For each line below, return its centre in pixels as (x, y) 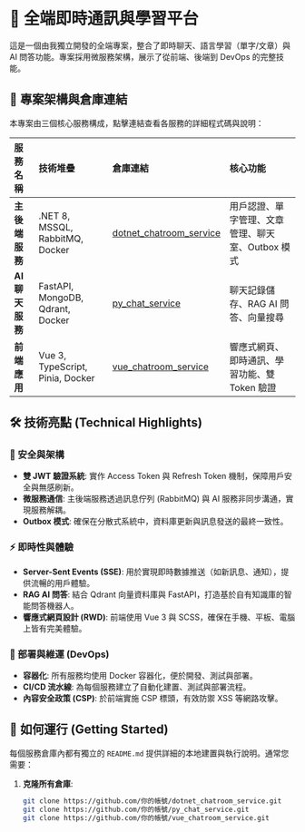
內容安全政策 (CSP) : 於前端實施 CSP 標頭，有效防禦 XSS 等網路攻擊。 (152, 699)
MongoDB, (61, 298)
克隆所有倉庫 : (48, 783)
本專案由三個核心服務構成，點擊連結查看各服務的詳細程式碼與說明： (137, 122)
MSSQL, (56, 227)
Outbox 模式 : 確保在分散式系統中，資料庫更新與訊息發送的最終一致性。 (155, 522)
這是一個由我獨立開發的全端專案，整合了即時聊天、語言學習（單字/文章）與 (150, 45)
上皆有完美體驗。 (54, 628)
